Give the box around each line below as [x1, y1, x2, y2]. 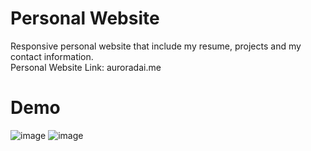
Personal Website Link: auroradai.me [10, 61, 162, 73]
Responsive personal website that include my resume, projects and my [10, 40, 302, 52]
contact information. [10, 50, 94, 62]
